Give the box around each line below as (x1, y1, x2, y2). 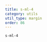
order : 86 (5, 20, 25, 25)
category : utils (5, 11, 38, 16)
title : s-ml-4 (5, 7, 34, 12)
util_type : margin (5, 16, 42, 21)
